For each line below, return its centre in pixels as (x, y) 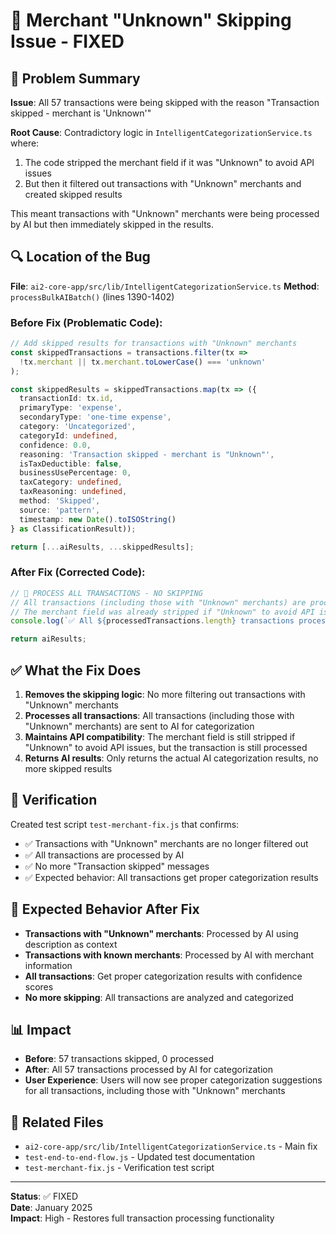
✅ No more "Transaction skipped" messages (117, 866)
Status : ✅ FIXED (44, 1196)
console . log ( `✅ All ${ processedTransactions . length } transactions (152, 621)
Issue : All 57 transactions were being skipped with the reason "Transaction (165, 102)
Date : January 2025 (51, 1208)
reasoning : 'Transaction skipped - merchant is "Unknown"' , (147, 454)
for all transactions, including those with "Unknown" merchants (155, 1091)
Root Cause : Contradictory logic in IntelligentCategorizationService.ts (161, 132)
